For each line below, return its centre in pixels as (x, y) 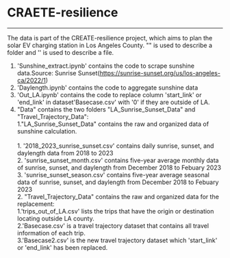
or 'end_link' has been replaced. (62, 247)
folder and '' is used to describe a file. (61, 52)
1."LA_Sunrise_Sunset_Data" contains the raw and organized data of (113, 124)
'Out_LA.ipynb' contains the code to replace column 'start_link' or (109, 94)
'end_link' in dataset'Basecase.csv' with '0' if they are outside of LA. (113, 102)
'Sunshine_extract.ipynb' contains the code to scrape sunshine (106, 66)
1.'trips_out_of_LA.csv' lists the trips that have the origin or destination (115, 211)
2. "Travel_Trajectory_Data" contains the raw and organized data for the (118, 196)
